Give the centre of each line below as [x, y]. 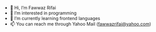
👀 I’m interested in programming [43, 13]
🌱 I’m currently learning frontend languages [55, 18]
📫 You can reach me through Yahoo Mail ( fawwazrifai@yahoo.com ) [81, 24]
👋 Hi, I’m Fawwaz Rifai [33, 8]
